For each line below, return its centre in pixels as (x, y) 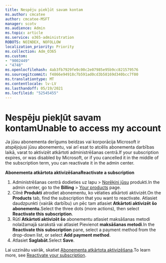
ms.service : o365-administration (40, 38)
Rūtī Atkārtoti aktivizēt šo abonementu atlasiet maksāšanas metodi (81, 219)
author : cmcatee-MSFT (28, 19)
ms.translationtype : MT (30, 79)
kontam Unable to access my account (83, 128)
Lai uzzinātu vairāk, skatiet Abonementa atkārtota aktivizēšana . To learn (78, 250)
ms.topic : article (24, 33)
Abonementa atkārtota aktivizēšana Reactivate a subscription (70, 173)
